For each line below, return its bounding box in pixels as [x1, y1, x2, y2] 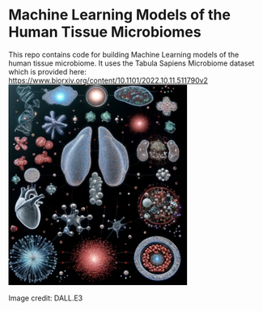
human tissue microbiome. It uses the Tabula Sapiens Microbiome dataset [8, 58, 255, 68]
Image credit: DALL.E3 [8, 293, 83, 303]
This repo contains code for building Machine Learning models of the [8, 49, 240, 59]
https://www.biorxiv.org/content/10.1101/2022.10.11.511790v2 [8, 75, 209, 85]
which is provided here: [8, 66, 87, 76]
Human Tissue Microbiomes [8, 23, 201, 41]
